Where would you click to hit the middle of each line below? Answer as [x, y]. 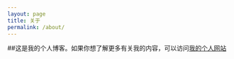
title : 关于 [24, 21]
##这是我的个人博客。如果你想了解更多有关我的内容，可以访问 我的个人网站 [117, 48]
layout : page [27, 14]
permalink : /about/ [36, 27]
